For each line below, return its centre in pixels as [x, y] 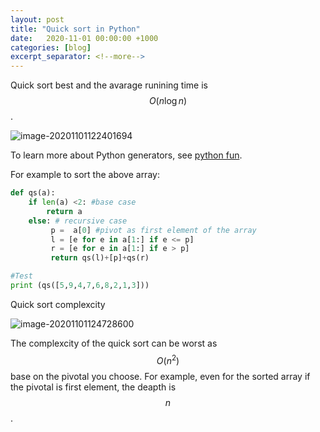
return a [64, 211]
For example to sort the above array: [85, 175]
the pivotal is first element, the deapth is [93, 387]
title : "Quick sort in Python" [75, 29]
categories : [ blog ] [51, 47]
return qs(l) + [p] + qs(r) [100, 258]
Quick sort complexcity [58, 304]
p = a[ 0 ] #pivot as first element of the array [153, 230]
